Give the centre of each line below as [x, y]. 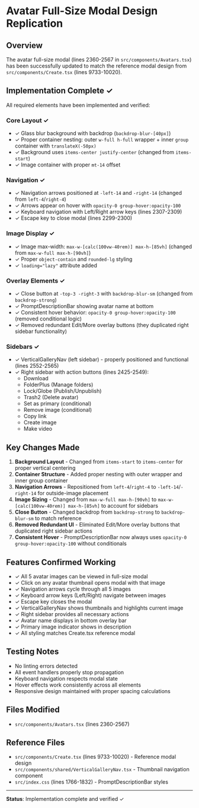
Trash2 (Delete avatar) [51, 397]
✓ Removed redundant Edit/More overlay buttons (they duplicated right [102, 325]
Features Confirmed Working [61, 562]
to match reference [58, 518]
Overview [25, 45]
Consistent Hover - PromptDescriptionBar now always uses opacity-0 [101, 537]
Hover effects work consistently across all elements [78, 685]
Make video [38, 429]
